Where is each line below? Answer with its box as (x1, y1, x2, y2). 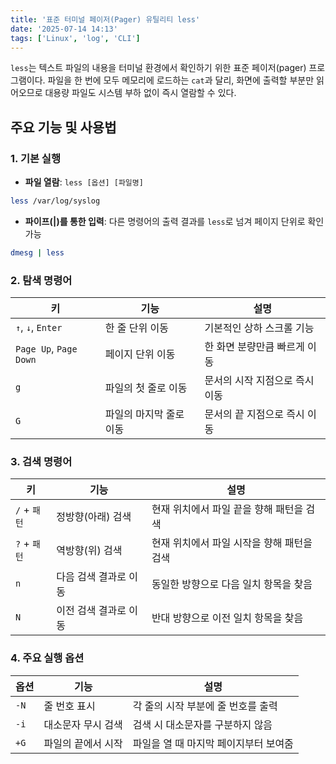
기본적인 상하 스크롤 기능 (204, 321, 315, 335)
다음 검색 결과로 (56, 570, 127, 584)
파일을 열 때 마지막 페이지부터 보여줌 (132, 736, 294, 750)
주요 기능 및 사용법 (10, 119, 117, 136)
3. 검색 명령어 (10, 455, 73, 469)
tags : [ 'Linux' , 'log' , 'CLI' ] (10, 33, 141, 43)
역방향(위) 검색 (56, 544, 123, 558)
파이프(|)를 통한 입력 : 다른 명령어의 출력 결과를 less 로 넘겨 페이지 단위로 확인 (24, 215, 325, 227)
